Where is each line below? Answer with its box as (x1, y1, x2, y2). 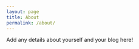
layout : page (6, 8, 39, 15)
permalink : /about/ (6, 20, 56, 26)
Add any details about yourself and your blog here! (6, 36, 134, 44)
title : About (6, 14, 39, 20)
